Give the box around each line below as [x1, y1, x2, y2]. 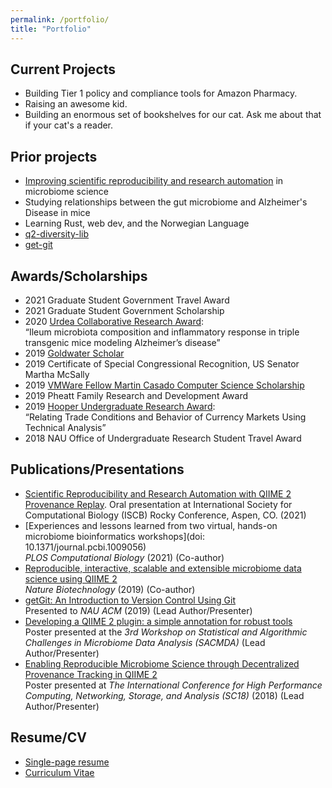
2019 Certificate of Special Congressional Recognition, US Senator [24, 357, 300, 370]
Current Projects [10, 61, 116, 78]
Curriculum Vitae [24, 766, 95, 778]
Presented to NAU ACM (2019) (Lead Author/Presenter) [24, 604, 253, 616]
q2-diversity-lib [24, 228, 90, 240]
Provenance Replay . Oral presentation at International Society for [24, 498, 293, 510]
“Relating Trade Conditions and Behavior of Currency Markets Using [24, 411, 307, 423]
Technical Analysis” [24, 421, 107, 433]
